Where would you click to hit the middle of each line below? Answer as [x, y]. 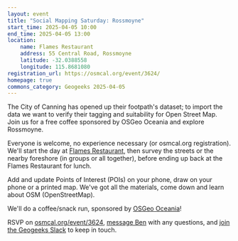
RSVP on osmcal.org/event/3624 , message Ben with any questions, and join [119, 223]
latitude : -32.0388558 [54, 60]
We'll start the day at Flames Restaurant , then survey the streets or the [110, 151]
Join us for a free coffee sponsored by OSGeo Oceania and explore [106, 122]
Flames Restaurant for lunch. [49, 166]
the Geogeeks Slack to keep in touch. [62, 230]
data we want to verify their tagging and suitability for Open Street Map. [113, 114]
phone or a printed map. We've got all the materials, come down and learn [116, 187]
